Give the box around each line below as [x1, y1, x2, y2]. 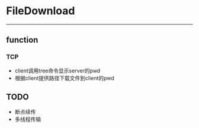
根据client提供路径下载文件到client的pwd [14, 74, 114, 81]
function [6, 35, 38, 45]
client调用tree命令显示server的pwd [14, 67, 101, 74]
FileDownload [6, 4, 75, 18]
